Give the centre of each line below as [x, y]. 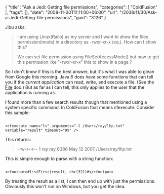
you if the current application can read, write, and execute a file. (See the [80, 82]
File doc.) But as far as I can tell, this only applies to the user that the [75, 87]
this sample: [18, 113]
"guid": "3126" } [90, 18]
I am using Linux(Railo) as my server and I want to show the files [82, 37]
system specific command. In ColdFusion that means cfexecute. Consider [80, 107]
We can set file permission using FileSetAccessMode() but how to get [88, 57]
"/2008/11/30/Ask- [138, 12]
